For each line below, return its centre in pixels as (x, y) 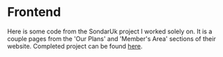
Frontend (34, 12)
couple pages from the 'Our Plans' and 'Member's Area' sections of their (111, 38)
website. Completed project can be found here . (75, 46)
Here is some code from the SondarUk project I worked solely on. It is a (110, 31)
